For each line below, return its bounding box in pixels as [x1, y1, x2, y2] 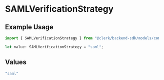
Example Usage [5, 23, 54, 31]
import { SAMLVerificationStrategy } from [5, 36, 93, 40]
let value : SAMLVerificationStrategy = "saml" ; [5, 44, 104, 49]
